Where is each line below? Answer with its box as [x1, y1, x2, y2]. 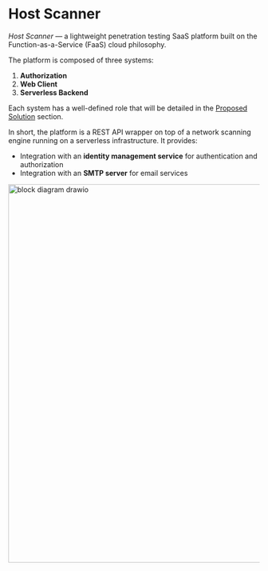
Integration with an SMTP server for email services [19, 168, 188, 178]
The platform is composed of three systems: [8, 55, 154, 65]
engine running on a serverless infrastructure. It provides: [8, 135, 198, 145]
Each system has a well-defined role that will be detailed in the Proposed [8, 103, 248, 113]
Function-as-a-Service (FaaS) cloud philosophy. [8, 39, 167, 49]
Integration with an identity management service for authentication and [19, 151, 258, 161]
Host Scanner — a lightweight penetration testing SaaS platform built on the [8, 31, 258, 41]
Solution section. [8, 111, 64, 121]
